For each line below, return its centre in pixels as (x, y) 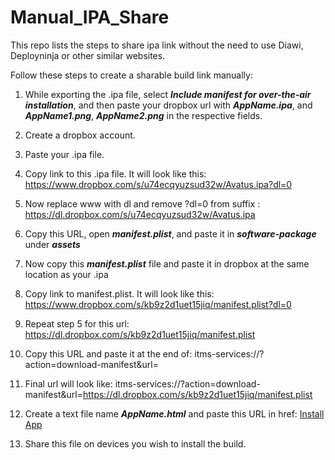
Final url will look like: (68, 383)
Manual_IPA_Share (90, 17)
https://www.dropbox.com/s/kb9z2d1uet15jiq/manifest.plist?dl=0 (158, 304)
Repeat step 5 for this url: (77, 323)
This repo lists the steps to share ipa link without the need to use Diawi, (157, 45)
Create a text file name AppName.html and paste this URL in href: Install (174, 413)
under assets (52, 244)
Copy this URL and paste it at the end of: (108, 353)
